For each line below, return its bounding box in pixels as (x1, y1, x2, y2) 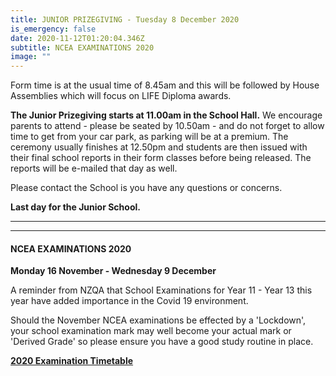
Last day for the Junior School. (10, 201, 141, 213)
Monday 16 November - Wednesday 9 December (10, 265, 217, 277)
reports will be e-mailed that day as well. (10, 162, 178, 175)
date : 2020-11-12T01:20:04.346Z (10, 33, 145, 43)
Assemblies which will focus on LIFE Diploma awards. (10, 90, 232, 102)
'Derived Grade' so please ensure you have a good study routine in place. (10, 336, 314, 348)
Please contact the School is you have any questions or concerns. (10, 182, 283, 194)
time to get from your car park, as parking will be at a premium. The (10, 131, 289, 143)
